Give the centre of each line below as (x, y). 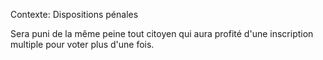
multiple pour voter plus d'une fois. (82, 44)
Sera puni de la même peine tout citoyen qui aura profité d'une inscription (162, 33)
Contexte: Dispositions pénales (74, 14)
